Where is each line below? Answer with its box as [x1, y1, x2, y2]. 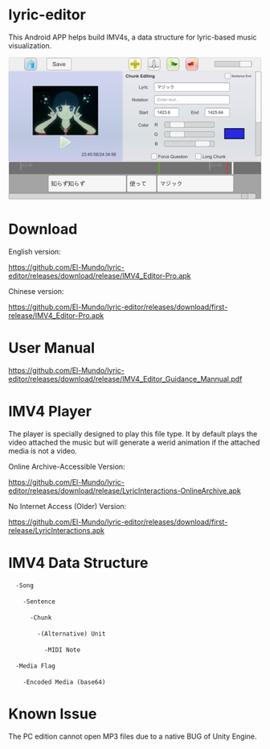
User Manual [8, 338, 95, 357]
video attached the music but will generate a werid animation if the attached [8, 437, 260, 447]
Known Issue [8, 705, 97, 722]
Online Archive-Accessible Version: [8, 461, 126, 471]
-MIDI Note [43, 646, 81, 654]
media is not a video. [8, 445, 78, 456]
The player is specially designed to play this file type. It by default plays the [8, 428, 258, 438]
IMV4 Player [8, 402, 92, 420]
